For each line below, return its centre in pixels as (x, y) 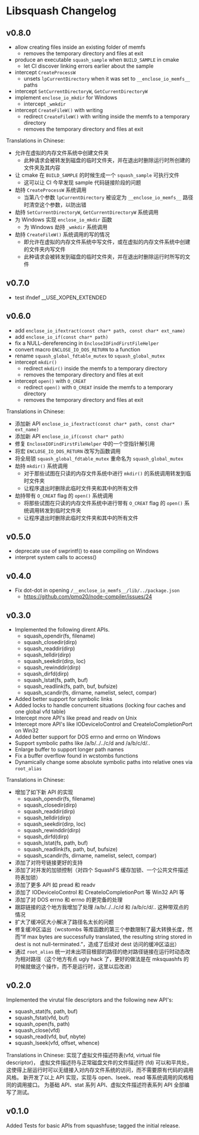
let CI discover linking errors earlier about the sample (89, 66)
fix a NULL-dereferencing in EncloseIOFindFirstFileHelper (87, 343)
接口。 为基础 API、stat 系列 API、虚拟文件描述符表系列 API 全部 (105, 1085)
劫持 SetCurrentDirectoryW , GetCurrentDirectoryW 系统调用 (87, 212)
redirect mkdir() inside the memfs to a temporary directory (95, 368)
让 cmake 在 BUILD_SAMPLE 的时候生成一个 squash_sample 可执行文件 (97, 175)
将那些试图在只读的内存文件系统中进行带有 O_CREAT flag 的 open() (103, 503)
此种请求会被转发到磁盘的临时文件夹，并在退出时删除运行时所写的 (104, 257)
